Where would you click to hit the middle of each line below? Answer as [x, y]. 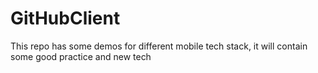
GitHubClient [65, 18]
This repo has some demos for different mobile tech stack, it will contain [159, 46]
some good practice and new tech [81, 56]
